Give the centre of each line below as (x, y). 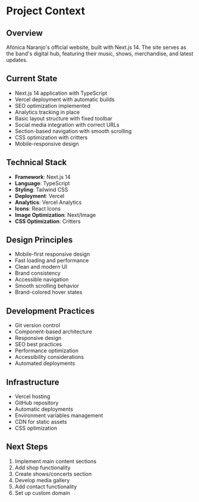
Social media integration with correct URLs (67, 125)
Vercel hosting (32, 396)
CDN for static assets (41, 422)
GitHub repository (37, 403)
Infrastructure (33, 382)
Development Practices (50, 311)
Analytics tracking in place (47, 112)
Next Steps (27, 447)
